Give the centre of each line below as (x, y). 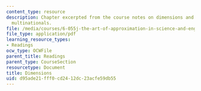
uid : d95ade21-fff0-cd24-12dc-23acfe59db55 (61, 78)
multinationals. (32, 23)
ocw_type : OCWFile (29, 51)
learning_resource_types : (38, 40)
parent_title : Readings (36, 56)
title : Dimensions (29, 73)
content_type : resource (36, 12)
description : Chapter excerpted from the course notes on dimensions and (100, 17)
